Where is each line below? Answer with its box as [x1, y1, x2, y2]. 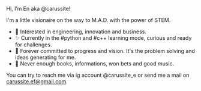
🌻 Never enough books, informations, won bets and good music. [14, 60, 175, 67]
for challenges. [14, 41, 52, 48]
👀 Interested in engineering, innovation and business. [14, 28, 147, 35]
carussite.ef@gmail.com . [6, 78, 68, 85]
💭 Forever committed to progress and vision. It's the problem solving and [14, 48, 195, 54]
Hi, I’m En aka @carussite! [6, 5, 71, 12]
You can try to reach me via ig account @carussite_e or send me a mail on [6, 71, 190, 79]
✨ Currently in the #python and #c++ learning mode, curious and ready [14, 34, 192, 41]
